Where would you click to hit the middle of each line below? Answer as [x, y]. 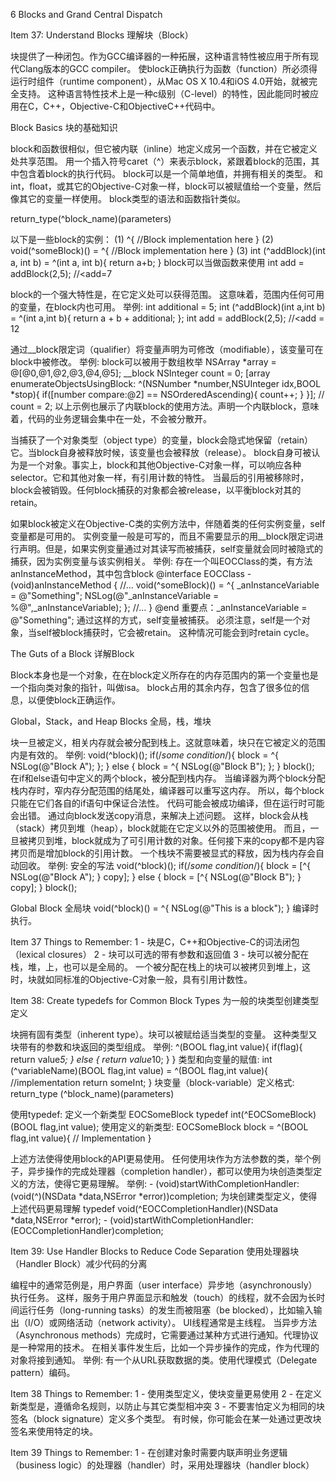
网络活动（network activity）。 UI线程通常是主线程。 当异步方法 [187, 1322]
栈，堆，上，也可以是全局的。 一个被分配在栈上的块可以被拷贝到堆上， [156, 967]
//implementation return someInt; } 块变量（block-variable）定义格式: [152, 1082]
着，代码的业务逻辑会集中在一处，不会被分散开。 [111, 418]
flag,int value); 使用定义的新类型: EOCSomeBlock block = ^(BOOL [174, 1127]
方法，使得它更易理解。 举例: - [90, 1183]
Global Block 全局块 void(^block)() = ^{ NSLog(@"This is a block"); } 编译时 [165, 908]
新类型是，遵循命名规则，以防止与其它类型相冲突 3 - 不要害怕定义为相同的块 [167, 1406]
